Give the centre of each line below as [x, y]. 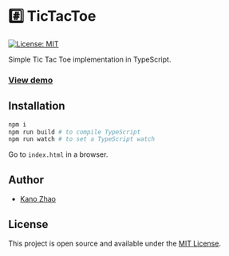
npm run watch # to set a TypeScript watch [82, 139]
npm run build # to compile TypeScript [75, 132]
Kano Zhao [38, 199]
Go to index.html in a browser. [58, 154]
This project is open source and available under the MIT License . [115, 243]
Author [26, 180]
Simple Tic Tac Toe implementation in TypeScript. [90, 59]
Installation [37, 106]
